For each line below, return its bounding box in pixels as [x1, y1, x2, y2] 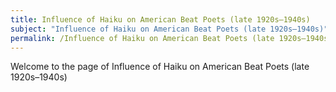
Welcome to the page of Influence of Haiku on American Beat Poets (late [10, 61, 310, 73]
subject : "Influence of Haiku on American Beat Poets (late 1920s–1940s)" [10, 24, 329, 34]
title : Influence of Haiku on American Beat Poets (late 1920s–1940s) [10, 14, 311, 25]
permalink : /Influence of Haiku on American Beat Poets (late [10, 33, 275, 43]
